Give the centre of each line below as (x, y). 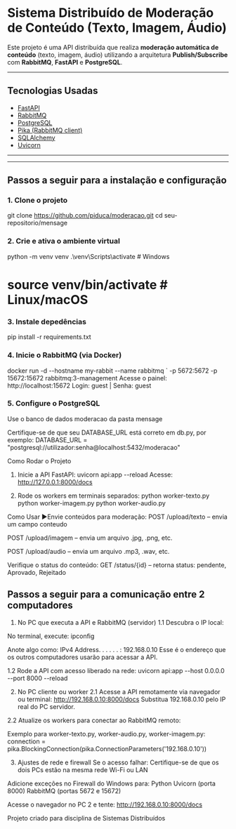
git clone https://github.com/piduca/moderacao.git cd (85, 215)
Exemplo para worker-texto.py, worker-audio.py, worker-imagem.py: (106, 734)
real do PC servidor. (46, 706)
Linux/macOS (48, 299)
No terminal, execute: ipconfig (51, 636)
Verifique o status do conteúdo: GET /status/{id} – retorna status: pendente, (117, 565)
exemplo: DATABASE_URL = (47, 439)
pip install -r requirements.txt (49, 337)
